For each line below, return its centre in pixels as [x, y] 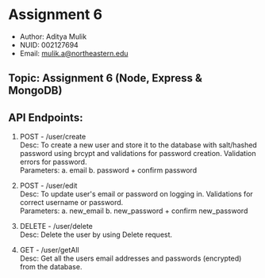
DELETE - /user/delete [56, 227]
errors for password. [53, 162]
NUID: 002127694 [49, 44]
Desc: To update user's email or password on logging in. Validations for [136, 194]
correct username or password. [71, 203]
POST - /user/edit [48, 186]
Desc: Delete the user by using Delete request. [96, 234]
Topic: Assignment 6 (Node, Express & [105, 78]
